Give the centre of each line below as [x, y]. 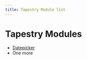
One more [23, 53]
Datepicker [24, 48]
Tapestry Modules [43, 34]
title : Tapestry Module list [35, 10]
